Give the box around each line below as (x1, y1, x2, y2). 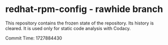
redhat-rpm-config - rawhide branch (5, 3, 163, 15)
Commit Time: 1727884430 (5, 35, 62, 41)
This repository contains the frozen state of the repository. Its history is (5, 20, 154, 26)
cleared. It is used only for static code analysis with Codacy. (5, 25, 131, 31)
